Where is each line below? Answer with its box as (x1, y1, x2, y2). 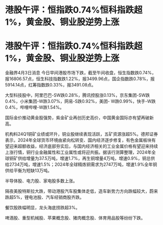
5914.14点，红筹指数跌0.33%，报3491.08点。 (5, 82, 96, 88)
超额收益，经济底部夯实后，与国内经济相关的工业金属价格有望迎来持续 (17, 143, 158, 149)
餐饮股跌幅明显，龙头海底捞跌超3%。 (5, 205, 80, 210)
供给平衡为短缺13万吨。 (5, 168, 52, 173)
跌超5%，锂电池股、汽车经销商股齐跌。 (5, 194, 84, 200)
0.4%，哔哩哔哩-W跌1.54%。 (5, 104, 65, 110)
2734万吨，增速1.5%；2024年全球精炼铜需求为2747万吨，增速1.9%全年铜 (9, 161, 157, 168)
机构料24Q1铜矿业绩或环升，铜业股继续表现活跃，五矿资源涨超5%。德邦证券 (5, 131, 158, 137)
